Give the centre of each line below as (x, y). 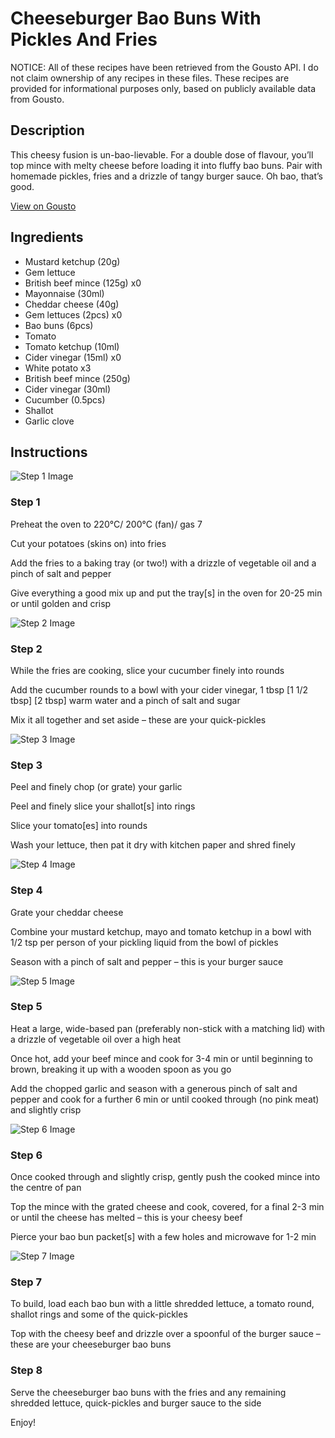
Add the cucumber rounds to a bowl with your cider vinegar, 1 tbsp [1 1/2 (159, 689)
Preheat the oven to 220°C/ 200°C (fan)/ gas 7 (106, 524)
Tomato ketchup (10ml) (72, 346)
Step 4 (26, 890)
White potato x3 (58, 368)
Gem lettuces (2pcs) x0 (73, 314)
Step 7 (26, 1282)
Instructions (49, 452)
